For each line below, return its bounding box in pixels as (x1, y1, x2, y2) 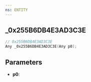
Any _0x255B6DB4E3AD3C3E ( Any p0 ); (5, 44, 77, 49)
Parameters (5, 58, 42, 66)
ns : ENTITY (5, 7, 28, 13)
